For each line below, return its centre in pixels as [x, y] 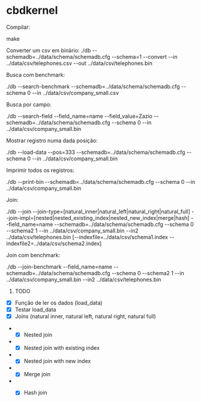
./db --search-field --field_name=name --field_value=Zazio [79, 116]
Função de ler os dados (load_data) [59, 303]
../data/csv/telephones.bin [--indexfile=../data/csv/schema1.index [87, 237]
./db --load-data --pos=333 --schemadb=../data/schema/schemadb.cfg [96, 152]
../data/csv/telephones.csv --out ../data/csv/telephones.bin [79, 63]
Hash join [35, 393]
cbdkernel [32, 11]
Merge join [37, 374]
